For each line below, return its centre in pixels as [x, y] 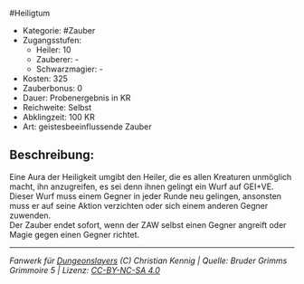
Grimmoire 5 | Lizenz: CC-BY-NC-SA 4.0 [85, 270]
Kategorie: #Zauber [59, 30]
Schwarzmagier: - [70, 69]
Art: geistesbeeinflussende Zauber [87, 127]
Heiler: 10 [53, 50]
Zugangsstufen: [52, 40]
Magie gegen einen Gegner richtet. [75, 234]
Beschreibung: [52, 155]
